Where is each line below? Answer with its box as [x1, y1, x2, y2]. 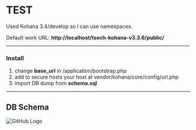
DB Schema [6, 102, 50, 112]
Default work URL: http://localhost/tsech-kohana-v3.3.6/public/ [6, 34, 164, 41]
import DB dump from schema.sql [14, 80, 97, 87]
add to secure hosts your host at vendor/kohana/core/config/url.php [14, 73, 179, 80]
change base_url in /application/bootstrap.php [14, 68, 127, 75]
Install [6, 54, 24, 62]
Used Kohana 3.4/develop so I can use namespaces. [6, 23, 133, 30]
